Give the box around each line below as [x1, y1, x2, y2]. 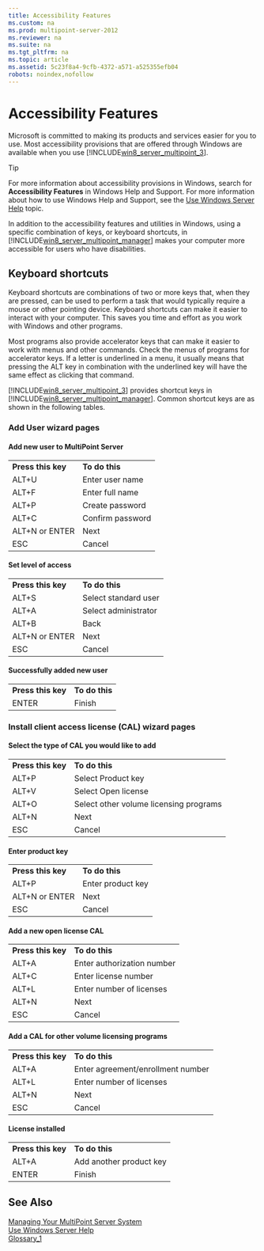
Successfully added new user [8, 665, 108, 675]
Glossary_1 [8, 1234, 42, 1243]
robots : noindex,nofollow [8, 70, 93, 78]
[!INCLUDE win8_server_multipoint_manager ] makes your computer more [8, 235, 245, 245]
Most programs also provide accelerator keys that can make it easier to [8, 337, 240, 347]
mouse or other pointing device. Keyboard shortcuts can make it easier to [8, 305, 247, 314]
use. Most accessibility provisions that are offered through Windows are [8, 139, 243, 149]
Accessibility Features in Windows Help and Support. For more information [8, 187, 255, 196]
